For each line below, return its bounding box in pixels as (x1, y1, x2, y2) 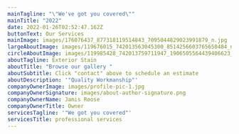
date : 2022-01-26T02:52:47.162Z (7, 23, 103, 30)
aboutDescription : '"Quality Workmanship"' (7, 76, 139, 84)
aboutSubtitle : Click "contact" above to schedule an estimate (7, 69, 199, 77)
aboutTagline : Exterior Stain (7, 57, 97, 64)
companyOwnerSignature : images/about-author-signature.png (7, 89, 186, 96)
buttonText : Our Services (7, 30, 84, 38)
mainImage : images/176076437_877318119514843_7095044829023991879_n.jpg (7, 37, 228, 44)
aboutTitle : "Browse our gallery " (7, 63, 113, 70)
